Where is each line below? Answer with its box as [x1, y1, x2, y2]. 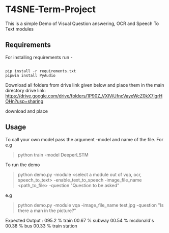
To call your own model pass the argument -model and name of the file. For [5, 136, 164, 142]
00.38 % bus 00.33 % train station [5, 223, 77, 229]
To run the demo [5, 162, 40, 168]
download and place [5, 108, 48, 114]
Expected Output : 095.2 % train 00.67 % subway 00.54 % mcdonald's [5, 217, 154, 223]
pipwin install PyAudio [5, 73, 56, 78]
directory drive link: [5, 87, 46, 93]
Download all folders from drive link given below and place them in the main [5, 82, 164, 88]
